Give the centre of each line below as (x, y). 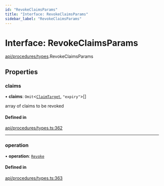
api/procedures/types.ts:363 (34, 178)
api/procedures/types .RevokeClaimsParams (49, 56)
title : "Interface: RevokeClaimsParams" (47, 14)
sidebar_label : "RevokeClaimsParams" (43, 19)
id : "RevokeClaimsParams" (31, 10)
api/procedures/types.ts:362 (34, 128)
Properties (21, 72)
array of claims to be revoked (35, 106)
